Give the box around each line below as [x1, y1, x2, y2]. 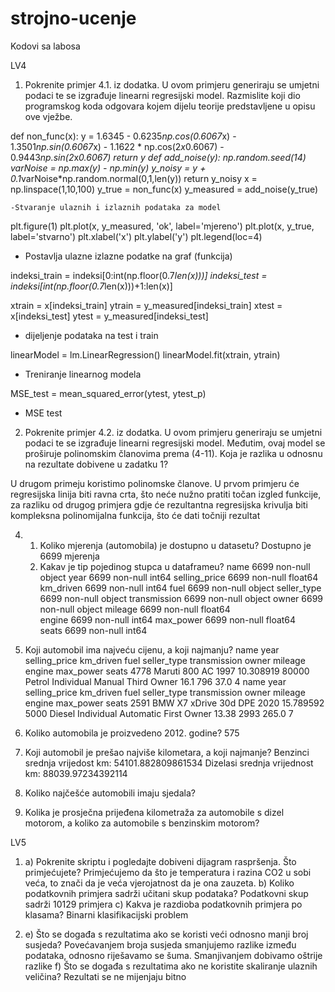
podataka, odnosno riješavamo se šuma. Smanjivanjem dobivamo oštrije [24, 949, 323, 961]
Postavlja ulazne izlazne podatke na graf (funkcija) [24, 250, 233, 262]
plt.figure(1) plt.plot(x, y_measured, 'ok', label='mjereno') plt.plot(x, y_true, [10, 220, 315, 232]
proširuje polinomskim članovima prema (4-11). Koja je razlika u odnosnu [24, 447, 323, 459]
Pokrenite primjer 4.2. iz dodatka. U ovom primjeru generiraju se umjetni [24, 426, 323, 438]
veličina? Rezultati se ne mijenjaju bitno [24, 970, 187, 982]
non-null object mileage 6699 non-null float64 [39, 603, 231, 615]
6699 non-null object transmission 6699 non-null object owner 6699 [39, 592, 324, 604]
